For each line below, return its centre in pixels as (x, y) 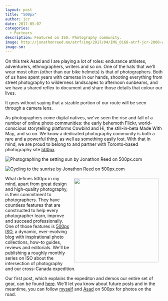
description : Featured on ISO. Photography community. (63, 38)
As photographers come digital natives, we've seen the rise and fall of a (79, 117)
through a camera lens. (29, 108)
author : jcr (17, 19)
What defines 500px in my (32, 178)
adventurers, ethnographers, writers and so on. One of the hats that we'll (80, 66)
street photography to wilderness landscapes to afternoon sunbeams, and (81, 82)
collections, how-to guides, (33, 242)
